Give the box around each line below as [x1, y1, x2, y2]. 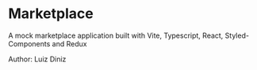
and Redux [52, 39, 87, 48]
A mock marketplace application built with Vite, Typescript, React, [8, 31, 224, 40]
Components [8, 39, 51, 48]
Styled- [224, 31, 250, 40]
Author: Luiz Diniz [8, 54, 67, 64]
